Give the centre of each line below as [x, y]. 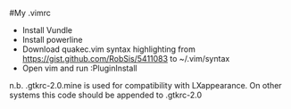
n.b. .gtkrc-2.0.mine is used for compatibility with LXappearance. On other [146, 85]
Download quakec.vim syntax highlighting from [109, 49]
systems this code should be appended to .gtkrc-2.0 [106, 95]
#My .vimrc [30, 13]
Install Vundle [47, 30]
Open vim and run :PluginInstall [79, 68]
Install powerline [52, 40]
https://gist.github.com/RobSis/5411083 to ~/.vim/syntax [126, 59]
